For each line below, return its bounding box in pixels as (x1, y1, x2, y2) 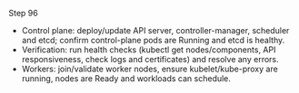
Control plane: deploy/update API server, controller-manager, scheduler (21, 25, 290, 35)
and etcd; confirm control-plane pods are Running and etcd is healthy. (21, 35, 285, 45)
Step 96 (8, 8, 38, 18)
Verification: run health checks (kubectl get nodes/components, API (21, 44, 276, 55)
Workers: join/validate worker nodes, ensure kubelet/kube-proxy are (21, 63, 278, 74)
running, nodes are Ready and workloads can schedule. (21, 73, 231, 84)
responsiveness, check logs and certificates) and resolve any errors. (21, 54, 279, 64)
